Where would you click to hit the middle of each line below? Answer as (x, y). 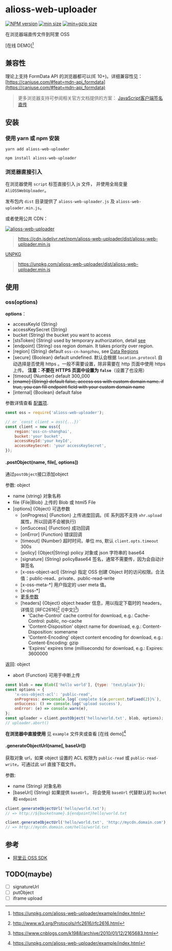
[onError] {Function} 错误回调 (51, 534)
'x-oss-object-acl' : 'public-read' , (54, 694)
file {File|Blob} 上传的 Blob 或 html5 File (54, 502)
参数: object (18, 485)
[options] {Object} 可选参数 (41, 509)
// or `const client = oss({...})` (43, 422)
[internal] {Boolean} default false (47, 392)
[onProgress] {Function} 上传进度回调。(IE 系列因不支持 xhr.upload (91, 515)
